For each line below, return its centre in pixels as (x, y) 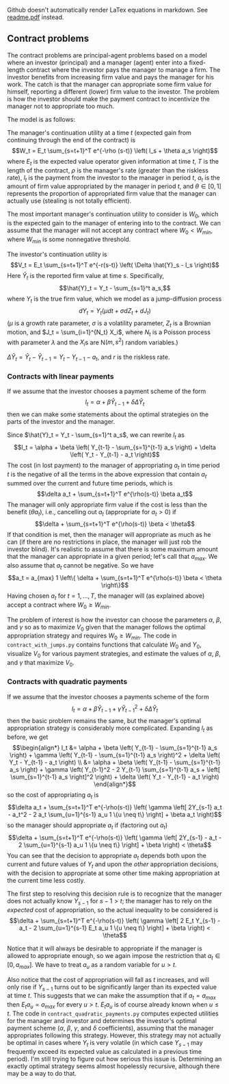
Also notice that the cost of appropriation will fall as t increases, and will (108, 979)
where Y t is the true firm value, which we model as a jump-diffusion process (114, 299)
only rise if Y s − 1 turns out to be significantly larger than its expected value (112, 987)
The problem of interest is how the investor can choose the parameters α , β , (114, 620)
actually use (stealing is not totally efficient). (69, 201)
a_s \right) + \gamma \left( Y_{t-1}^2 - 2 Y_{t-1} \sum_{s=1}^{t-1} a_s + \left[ (115, 770)
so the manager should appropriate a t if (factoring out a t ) (87, 826)
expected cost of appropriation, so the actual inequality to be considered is (113, 910)
